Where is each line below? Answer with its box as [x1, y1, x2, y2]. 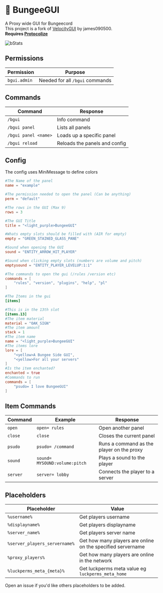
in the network [79, 558, 113, 564]
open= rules [36, 425, 65, 431]
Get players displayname [79, 522, 136, 528]
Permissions [5, 54, 44, 63]
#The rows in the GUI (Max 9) [5, 205, 66, 210]
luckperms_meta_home [79, 571, 127, 577]
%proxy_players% [7, 555, 45, 560]
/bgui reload [7, 140, 38, 146]
